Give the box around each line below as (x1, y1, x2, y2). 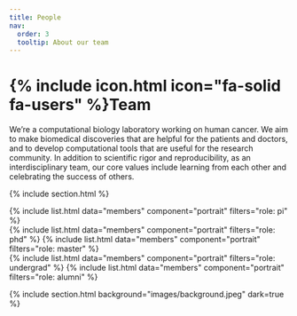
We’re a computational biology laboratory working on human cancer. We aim (9, 124, 289, 135)
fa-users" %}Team (9, 95, 152, 115)
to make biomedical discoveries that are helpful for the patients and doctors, (9, 134, 288, 145)
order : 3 (17, 29, 50, 38)
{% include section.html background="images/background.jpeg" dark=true (9, 289, 285, 300)
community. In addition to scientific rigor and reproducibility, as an (9, 153, 251, 163)
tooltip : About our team (17, 37, 109, 47)
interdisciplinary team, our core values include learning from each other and (9, 162, 286, 173)
